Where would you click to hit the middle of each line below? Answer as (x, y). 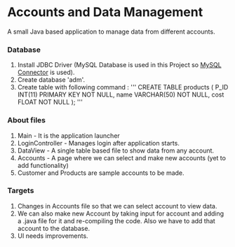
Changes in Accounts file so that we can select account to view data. (117, 206)
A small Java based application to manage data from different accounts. (111, 31)
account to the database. (53, 228)
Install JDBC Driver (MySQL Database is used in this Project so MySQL (120, 65)
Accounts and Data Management (105, 12)
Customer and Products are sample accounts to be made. (101, 173)
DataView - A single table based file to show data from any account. (116, 150)
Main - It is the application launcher (69, 135)
